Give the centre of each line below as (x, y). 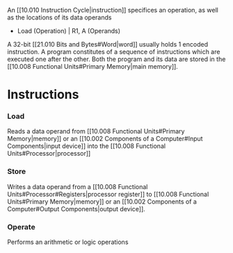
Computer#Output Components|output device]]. (77, 209)
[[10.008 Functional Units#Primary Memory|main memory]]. (93, 66)
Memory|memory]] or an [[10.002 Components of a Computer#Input (105, 139)
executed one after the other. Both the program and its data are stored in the (116, 59)
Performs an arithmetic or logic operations (68, 242)
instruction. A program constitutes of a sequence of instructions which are (114, 52)
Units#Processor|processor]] (49, 154)
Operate (22, 227)
